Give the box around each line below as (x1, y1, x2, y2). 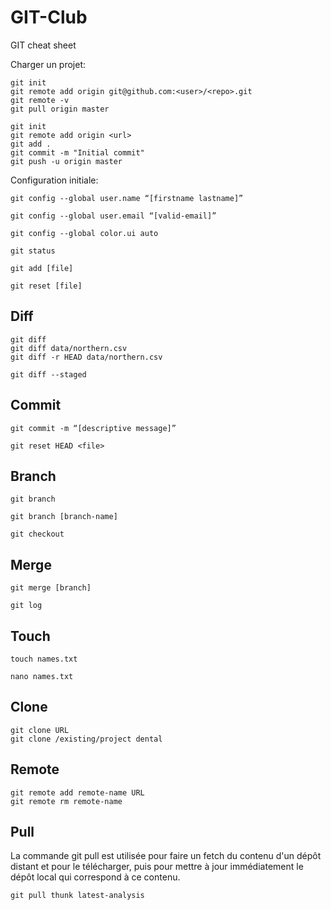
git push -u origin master (10, 156, 123, 166)
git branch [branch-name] (10, 512, 118, 522)
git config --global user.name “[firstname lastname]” (10, 193, 244, 203)
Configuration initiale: (10, 174, 99, 186)
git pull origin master (10, 104, 110, 114)
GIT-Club (10, 6, 88, 29)
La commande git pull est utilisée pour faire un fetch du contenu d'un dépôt (10, 850, 322, 862)
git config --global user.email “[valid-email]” (10, 211, 217, 221)
